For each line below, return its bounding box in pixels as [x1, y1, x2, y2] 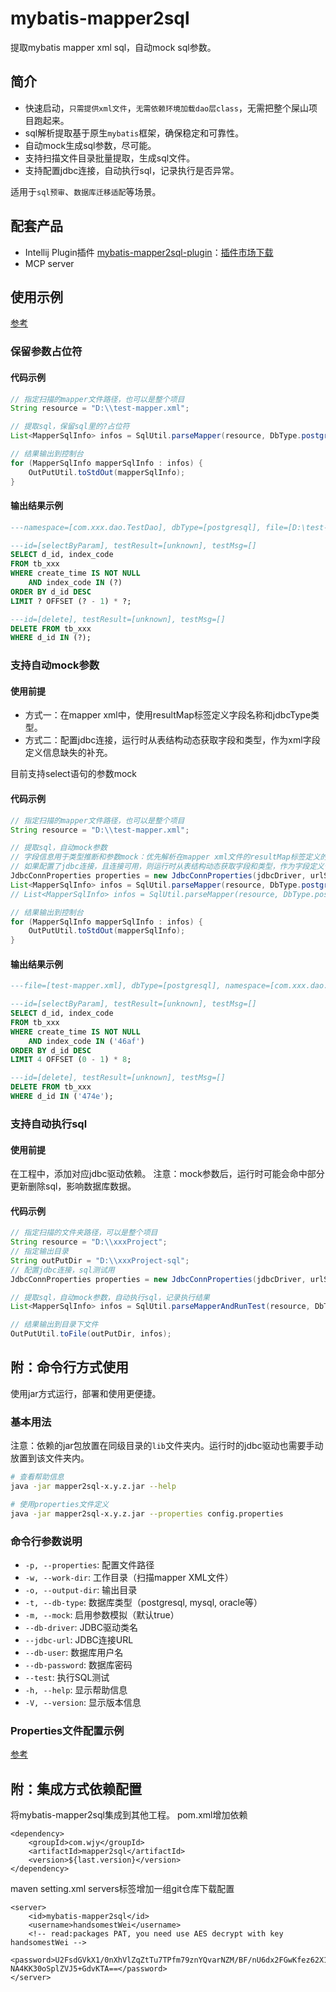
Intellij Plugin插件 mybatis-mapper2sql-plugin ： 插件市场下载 [24, 246, 274, 258]
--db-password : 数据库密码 [24, 1658, 133, 1671]
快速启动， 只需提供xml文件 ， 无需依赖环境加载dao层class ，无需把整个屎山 [24, 102, 309, 114]
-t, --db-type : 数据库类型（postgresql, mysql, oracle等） [24, 1596, 263, 1608]
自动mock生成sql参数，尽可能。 [24, 139, 157, 151]
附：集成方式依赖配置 [10, 1780, 142, 1797]
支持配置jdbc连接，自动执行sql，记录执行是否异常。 [24, 164, 240, 176]
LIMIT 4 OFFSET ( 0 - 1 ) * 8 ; [10, 1055, 132, 1065]
